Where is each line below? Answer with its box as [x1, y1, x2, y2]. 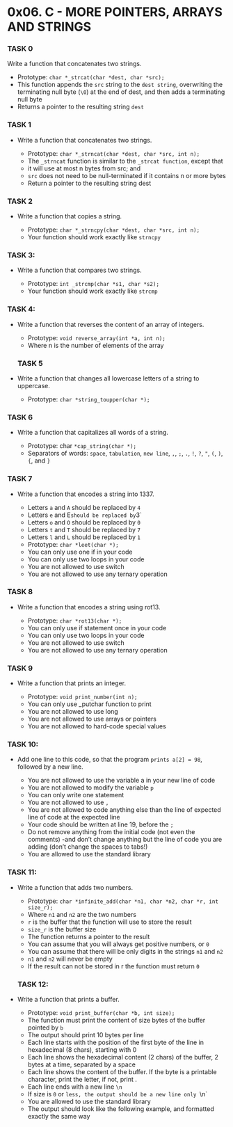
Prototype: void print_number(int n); [27, 693, 138, 701]
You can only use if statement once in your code [27, 623, 167, 632]
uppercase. [17, 381, 51, 390]
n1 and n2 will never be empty [27, 954, 113, 963]
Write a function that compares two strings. [17, 266, 142, 275]
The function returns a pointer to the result [27, 932, 150, 941]
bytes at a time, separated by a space [27, 1060, 136, 1069]
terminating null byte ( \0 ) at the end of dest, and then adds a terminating [17, 88, 225, 96]
